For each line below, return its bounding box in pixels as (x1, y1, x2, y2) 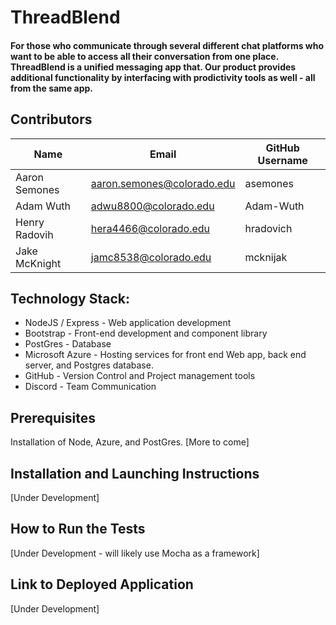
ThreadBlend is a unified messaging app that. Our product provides (10, 61, 297, 73)
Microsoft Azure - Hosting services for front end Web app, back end (24, 349, 307, 361)
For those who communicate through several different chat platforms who (10, 39, 325, 51)
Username (257, 153, 308, 167)
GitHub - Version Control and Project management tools (24, 370, 256, 382)
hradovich (244, 221, 293, 235)
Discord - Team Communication (24, 381, 157, 393)
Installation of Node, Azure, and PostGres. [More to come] (10, 436, 250, 448)
